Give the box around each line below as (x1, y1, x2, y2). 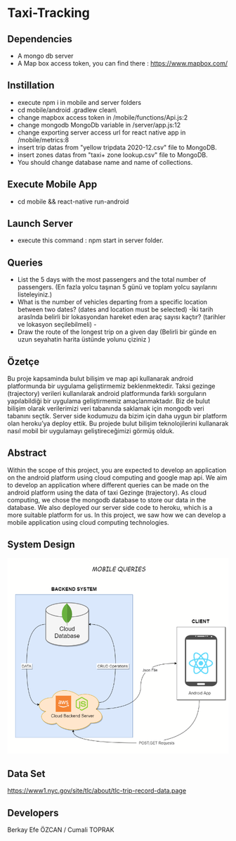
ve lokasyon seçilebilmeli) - (17, 320, 97, 329)
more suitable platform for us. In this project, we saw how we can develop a (7, 511, 226, 519)
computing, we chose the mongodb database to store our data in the (7, 495, 206, 504)
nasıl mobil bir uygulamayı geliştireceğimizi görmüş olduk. (7, 427, 175, 435)
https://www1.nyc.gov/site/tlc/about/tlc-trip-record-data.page (7, 787, 187, 795)
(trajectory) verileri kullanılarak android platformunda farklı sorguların (7, 390, 207, 398)
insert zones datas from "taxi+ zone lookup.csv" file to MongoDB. (17, 150, 209, 159)
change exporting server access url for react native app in (17, 128, 186, 137)
